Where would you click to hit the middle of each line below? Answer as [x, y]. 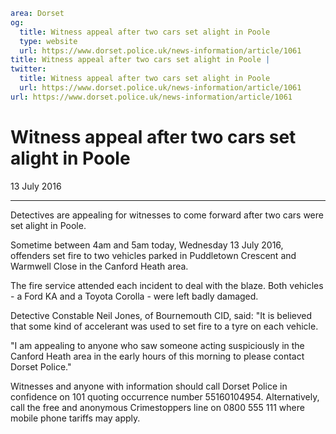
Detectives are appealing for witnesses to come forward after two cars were [167, 215]
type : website [48, 41]
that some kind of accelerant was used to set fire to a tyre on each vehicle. [164, 326]
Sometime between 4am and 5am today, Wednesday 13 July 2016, [147, 245]
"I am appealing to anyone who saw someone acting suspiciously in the [157, 345]
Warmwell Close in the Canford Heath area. [99, 266]
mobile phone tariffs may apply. [75, 418]
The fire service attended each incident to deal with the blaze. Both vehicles [167, 285]
